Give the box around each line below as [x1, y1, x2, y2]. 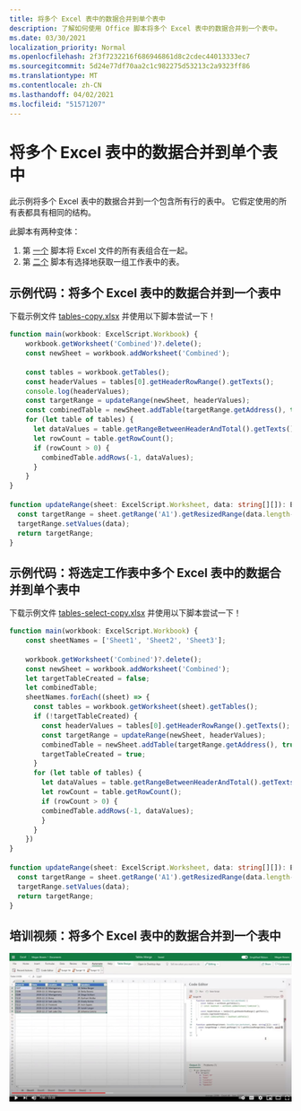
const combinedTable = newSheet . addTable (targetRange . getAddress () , [25, 406, 287, 415]
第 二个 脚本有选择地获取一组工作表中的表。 [21, 257, 185, 267]
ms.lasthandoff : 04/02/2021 [9, 90, 115, 99]
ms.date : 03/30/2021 [9, 33, 87, 42]
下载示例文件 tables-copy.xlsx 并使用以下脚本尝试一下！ [9, 311, 217, 322]
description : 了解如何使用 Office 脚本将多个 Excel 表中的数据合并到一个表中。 [9, 23, 282, 33]
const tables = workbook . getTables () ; [25, 368, 170, 377]
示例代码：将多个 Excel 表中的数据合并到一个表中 [9, 285, 282, 301]
